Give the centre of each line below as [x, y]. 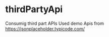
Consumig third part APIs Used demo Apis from [55, 23]
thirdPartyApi [34, 9]
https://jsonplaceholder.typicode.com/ [45, 28]
